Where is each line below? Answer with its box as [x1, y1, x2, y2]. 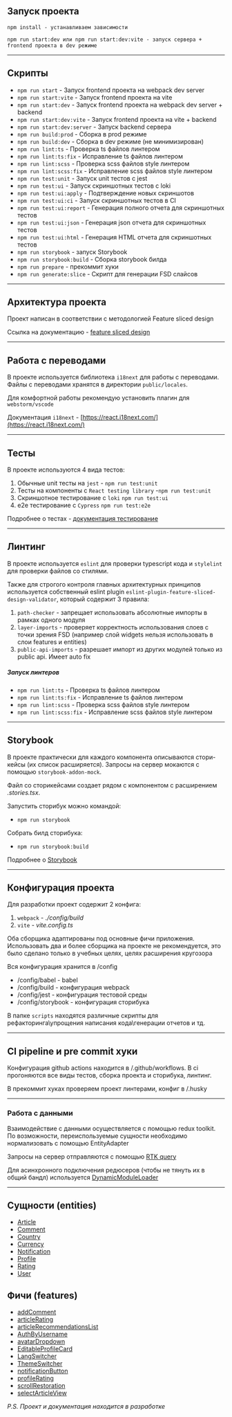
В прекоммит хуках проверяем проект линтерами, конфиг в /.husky [7, 1085, 207, 1093]
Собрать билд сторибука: [7, 828, 83, 837]
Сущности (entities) [7, 1200, 97, 1211]
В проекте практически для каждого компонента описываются [7, 753, 195, 761]
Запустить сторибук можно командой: [7, 801, 122, 810]
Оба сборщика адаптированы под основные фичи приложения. [7, 934, 195, 943]
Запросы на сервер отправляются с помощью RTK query [7, 1152, 177, 1161]
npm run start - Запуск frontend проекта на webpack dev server [17, 86, 205, 94]
